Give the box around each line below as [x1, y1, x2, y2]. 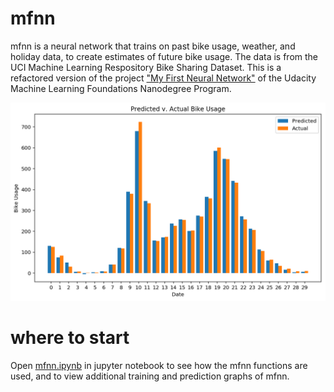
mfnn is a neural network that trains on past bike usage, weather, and [10, 40, 296, 52]
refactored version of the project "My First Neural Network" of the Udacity [10, 72, 317, 84]
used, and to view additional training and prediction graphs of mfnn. [10, 370, 290, 382]
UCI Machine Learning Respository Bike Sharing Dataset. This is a [10, 61, 282, 73]
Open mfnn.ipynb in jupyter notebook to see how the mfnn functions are [10, 359, 308, 371]
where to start [10, 327, 130, 349]
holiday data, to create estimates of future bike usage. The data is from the [10, 50, 318, 62]
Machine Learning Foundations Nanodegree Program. [10, 82, 232, 94]
